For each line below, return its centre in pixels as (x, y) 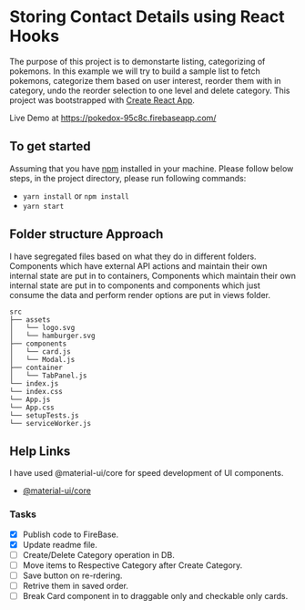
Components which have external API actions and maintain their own (138, 265)
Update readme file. (60, 544)
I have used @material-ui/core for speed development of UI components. (147, 473)
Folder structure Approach (86, 234)
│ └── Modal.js (42, 359)
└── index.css (36, 391)
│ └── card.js (40, 352)
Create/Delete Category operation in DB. (98, 554)
